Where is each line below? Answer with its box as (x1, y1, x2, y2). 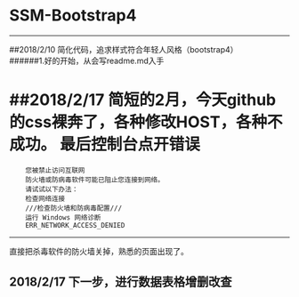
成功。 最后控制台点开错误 (9, 134, 200, 155)
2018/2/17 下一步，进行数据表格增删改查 (9, 275, 232, 290)
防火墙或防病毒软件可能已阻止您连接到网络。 (25, 175, 165, 184)
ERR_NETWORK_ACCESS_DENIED (25, 221, 125, 229)
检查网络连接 (25, 194, 65, 203)
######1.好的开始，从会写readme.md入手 (9, 55, 165, 66)
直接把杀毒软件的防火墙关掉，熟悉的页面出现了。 (9, 245, 189, 256)
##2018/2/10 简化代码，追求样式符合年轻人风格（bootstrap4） (9, 44, 238, 54)
